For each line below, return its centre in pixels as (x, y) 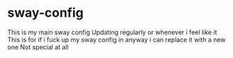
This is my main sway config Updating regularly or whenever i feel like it (112, 32)
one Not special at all (38, 47)
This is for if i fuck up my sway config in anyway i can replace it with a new (116, 39)
